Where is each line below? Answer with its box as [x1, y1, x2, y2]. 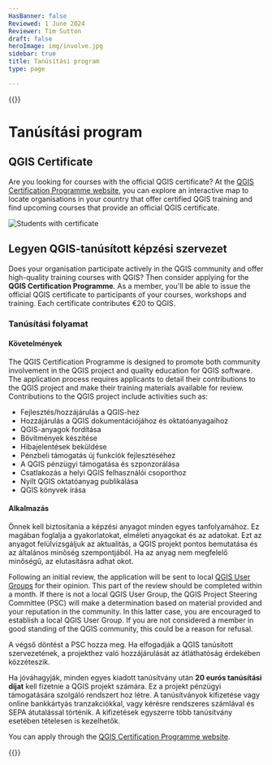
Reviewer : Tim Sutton [8, 27, 82, 35]
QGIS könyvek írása [19, 485, 87, 495]
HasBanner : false [8, 11, 67, 20]
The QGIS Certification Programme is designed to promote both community [8, 356, 261, 366]
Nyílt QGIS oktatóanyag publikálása [19, 476, 139, 486]
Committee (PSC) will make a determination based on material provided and [8, 597, 262, 607]
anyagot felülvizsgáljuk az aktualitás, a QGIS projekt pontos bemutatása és [8, 539, 258, 549]
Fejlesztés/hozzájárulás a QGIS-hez [19, 407, 140, 417]
